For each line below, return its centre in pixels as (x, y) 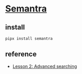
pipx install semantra (29, 38)
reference (21, 54)
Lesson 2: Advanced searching (45, 66)
